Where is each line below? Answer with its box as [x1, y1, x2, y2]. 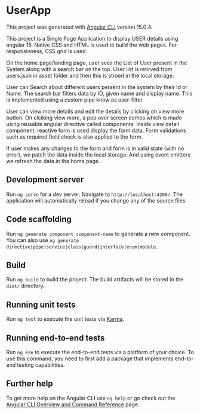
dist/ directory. [6, 282, 45, 290]
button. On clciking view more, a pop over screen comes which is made [6, 114, 182, 121]
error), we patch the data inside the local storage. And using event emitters [6, 151, 191, 158]
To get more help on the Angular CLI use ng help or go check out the [6, 394, 176, 401]
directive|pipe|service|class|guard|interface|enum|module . [6, 243, 158, 250]
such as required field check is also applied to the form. [6, 133, 143, 140]
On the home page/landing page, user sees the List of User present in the [6, 59, 187, 66]
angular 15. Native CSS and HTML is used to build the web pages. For [6, 41, 177, 48]
